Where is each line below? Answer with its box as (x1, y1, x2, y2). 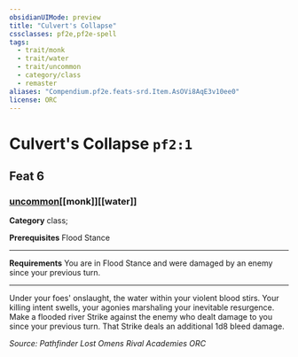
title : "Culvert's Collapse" (9, 21, 117, 30)
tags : (9, 37, 29, 47)
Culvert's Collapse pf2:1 (9, 134, 193, 153)
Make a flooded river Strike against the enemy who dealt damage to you (9, 312, 273, 322)
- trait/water (17, 54, 69, 63)
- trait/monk (17, 46, 66, 55)
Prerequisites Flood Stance (9, 232, 111, 244)
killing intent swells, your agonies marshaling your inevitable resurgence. (9, 302, 275, 313)
